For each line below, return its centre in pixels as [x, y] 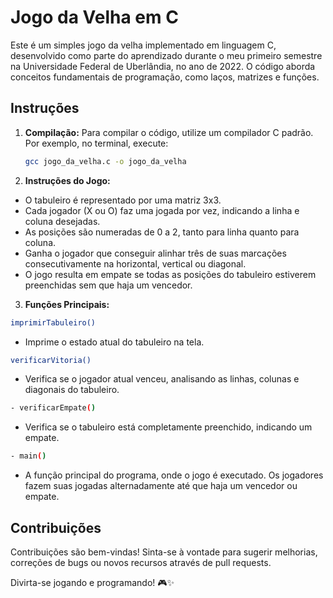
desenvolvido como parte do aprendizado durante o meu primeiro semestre [166, 55]
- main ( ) [28, 456]
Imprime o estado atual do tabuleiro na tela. [114, 342]
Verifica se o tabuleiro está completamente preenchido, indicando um [168, 427]
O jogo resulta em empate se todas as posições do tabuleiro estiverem [170, 274]
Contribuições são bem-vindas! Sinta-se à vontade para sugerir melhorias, [164, 552]
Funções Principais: [67, 304]
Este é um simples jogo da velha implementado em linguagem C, [143, 45]
